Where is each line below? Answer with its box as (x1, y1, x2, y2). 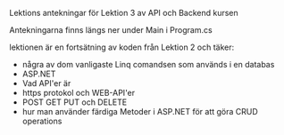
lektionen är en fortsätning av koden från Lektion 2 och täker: (9, 42, 235, 52)
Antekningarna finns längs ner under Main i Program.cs (9, 25, 213, 35)
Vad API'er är (21, 78, 71, 88)
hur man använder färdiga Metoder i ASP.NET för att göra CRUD (21, 107, 259, 116)
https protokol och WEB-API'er (21, 88, 136, 98)
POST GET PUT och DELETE (21, 97, 128, 107)
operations (21, 115, 63, 126)
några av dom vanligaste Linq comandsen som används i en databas (21, 60, 275, 69)
